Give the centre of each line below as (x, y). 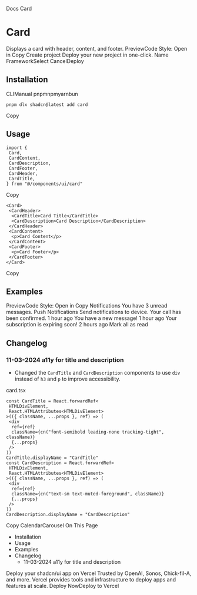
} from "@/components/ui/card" (44, 184)
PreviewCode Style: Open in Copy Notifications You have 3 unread (87, 306)
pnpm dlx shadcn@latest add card (47, 105)
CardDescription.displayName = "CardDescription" (68, 515)
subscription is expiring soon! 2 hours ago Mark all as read (77, 325)
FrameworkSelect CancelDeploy (45, 61)
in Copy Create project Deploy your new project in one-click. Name (87, 55)
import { (17, 148)
